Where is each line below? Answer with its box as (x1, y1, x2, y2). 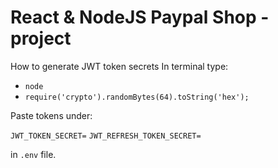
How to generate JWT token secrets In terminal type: (10, 60, 229, 72)
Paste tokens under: (10, 109, 93, 121)
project (10, 27, 72, 50)
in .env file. (10, 148, 57, 160)
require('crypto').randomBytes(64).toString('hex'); (24, 92, 250, 102)
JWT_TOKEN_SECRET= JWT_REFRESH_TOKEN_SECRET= (10, 131, 202, 141)
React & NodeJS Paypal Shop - (10, 6, 270, 29)
